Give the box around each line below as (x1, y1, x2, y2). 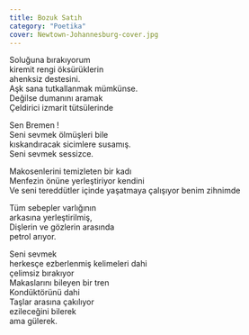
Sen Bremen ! (9, 120, 60, 131)
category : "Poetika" (9, 22, 87, 31)
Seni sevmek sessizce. (9, 149, 94, 159)
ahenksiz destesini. (9, 74, 81, 85)
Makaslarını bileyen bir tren (9, 277, 110, 288)
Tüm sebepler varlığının (9, 203, 97, 213)
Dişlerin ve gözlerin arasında (9, 222, 115, 232)
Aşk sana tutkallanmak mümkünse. (9, 83, 138, 95)
